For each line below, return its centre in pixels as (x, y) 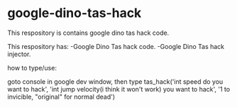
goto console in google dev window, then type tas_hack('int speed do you (115, 81)
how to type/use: (32, 67)
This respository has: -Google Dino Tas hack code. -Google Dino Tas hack (116, 46)
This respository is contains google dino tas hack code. (88, 33)
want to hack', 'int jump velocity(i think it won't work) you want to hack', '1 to (119, 89)
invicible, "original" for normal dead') (61, 97)
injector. (19, 54)
